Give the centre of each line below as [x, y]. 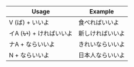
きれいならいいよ [102, 44]
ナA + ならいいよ [32, 44]
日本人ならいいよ [102, 55]
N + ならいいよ [29, 55]
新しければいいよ [102, 33]
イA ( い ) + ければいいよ [41, 33]
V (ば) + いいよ [29, 22]
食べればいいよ [99, 22]
